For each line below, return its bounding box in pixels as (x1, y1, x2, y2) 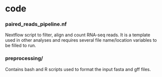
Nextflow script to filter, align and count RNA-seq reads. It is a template (5, 32, 151, 38)
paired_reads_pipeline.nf (5, 21, 67, 28)
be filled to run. (5, 43, 36, 49)
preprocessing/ (5, 55, 43, 62)
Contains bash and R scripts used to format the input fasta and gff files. (5, 66, 151, 72)
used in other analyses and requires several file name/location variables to (5, 37, 157, 43)
